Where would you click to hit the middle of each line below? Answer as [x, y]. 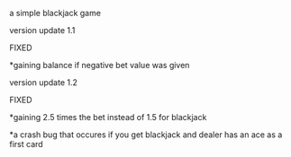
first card [26, 144]
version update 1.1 [42, 30]
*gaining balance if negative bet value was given [100, 65]
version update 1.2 [44, 83]
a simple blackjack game [55, 13]
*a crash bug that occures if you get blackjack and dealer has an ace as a [146, 135]
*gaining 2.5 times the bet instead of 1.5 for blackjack [108, 117]
